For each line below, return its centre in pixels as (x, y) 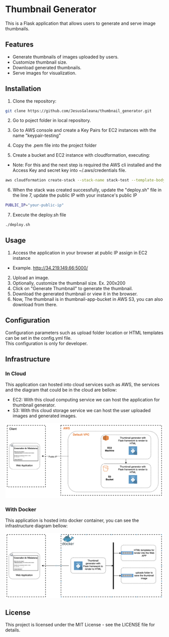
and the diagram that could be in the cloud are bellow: (61, 390)
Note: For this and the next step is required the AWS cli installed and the (87, 165)
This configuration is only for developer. (47, 343)
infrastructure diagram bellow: (36, 526)
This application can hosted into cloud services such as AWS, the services (82, 385)
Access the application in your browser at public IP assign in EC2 (80, 253)
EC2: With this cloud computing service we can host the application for (86, 400)
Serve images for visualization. (44, 73)
